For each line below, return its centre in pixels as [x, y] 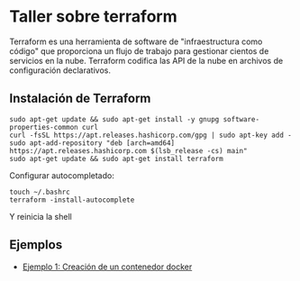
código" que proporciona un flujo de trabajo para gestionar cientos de [139, 50]
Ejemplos [36, 245]
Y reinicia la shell [41, 216]
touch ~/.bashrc [40, 192]
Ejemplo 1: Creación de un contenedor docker [107, 267]
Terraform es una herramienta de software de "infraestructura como [136, 41]
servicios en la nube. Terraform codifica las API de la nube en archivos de [146, 60]
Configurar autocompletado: [62, 175]
